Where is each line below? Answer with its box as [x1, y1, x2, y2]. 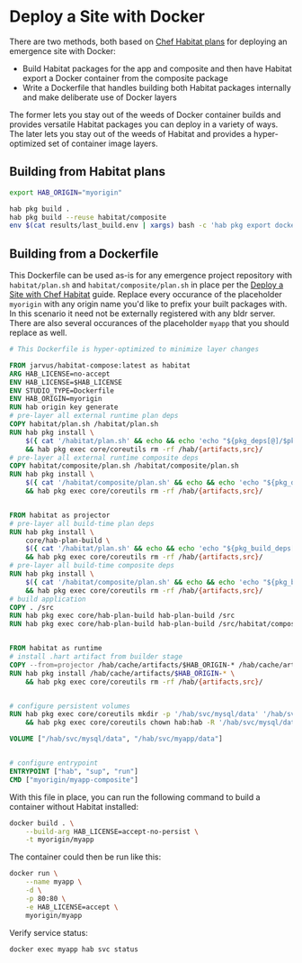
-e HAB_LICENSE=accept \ [25, 903, 119, 912]
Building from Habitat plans [9, 164, 166, 179]
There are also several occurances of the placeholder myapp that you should [9, 318, 289, 329]
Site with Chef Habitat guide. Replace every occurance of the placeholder [9, 289, 283, 300]
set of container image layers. [48, 138, 159, 149]
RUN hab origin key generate [9, 403, 119, 412]
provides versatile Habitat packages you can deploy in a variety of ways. [9, 119, 279, 130]
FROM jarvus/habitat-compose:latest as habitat [9, 360, 191, 370]
